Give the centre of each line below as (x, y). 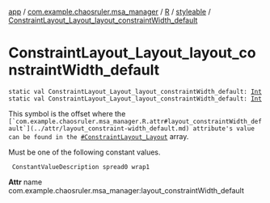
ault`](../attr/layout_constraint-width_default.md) (99, 129)
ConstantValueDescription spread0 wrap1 (81, 167)
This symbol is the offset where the (67, 113)
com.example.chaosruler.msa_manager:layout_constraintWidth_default (126, 190)
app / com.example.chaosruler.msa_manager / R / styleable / (110, 12)
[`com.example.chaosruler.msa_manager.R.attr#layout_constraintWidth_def (135, 121)
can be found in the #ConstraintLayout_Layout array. (99, 136)
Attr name (25, 182)
